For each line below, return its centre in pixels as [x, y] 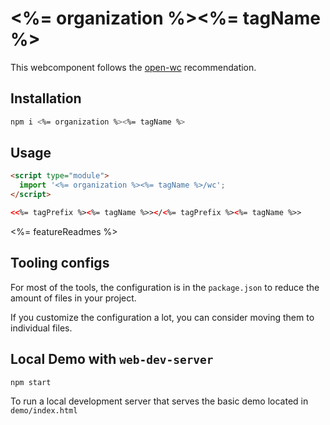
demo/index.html [44, 411]
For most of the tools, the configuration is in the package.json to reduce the [165, 287]
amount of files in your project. [73, 298]
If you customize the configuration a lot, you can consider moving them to [162, 317]
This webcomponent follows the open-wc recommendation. [133, 67]
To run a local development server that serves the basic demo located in [159, 401]
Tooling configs [60, 263]
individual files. [41, 328]
